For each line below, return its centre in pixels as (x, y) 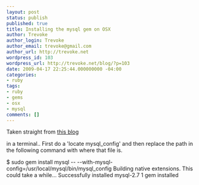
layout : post (23, 12)
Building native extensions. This (153, 168)
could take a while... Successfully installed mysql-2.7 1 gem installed (92, 175)
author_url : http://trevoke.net (47, 52)
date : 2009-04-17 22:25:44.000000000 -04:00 (64, 69)
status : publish (27, 18)
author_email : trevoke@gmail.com (49, 47)
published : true (27, 23)
